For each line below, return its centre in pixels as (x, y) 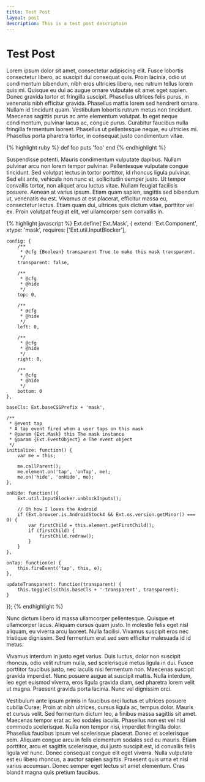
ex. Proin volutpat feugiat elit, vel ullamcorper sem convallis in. (85, 211)
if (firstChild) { (52, 531)
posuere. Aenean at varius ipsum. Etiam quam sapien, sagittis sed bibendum (102, 192)
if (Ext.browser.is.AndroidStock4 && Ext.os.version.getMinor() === (106, 515)
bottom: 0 (30, 392)
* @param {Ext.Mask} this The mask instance (66, 435)
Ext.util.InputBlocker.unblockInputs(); (69, 499)
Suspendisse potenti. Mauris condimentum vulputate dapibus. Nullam (94, 159)
